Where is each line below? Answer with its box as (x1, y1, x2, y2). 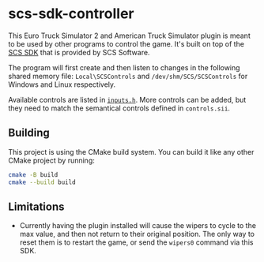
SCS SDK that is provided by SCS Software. (8, 47, 150, 57)
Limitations (8, 200, 65, 213)
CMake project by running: (8, 155, 95, 165)
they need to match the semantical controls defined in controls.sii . (8, 103, 231, 113)
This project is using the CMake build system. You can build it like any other (8, 147, 255, 156)
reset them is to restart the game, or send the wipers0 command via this (19, 238, 254, 247)
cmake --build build (8, 178, 77, 186)
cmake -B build (8, 170, 58, 178)
